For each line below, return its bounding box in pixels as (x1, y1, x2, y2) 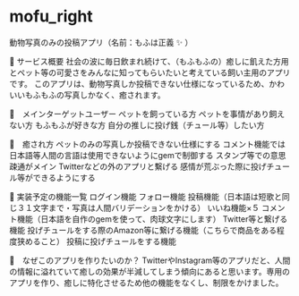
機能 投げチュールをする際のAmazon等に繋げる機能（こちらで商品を (9, 224, 261, 235)
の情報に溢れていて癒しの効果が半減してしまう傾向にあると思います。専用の (9, 266, 291, 276)
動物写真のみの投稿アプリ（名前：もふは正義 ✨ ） (9, 37, 193, 47)
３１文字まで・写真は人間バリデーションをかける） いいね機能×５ (16, 202, 260, 213)
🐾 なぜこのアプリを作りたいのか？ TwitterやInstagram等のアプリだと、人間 (9, 255, 291, 266)
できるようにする (32, 172, 96, 182)
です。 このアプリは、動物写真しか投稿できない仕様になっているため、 (9, 78, 269, 89)
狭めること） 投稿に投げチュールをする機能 (16, 235, 176, 247)
